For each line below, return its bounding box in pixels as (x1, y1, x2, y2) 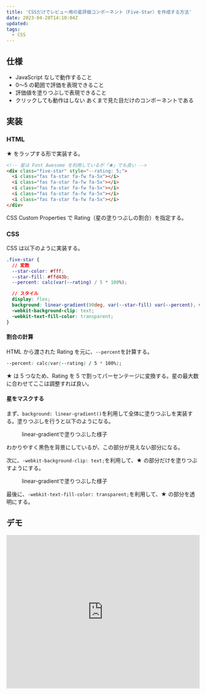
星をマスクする (6, 395, 44, 402)
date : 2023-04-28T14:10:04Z (6, 15, 78, 21)
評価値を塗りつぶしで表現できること (15, 88, 107, 96)
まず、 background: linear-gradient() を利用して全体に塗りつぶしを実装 (6, 410, 188, 417)
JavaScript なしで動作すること (15, 73, 93, 80)
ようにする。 (11, 464, 45, 472)
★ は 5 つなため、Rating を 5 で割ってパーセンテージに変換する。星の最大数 (6, 372, 199, 380)
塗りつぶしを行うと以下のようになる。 (17, 417, 115, 424)
